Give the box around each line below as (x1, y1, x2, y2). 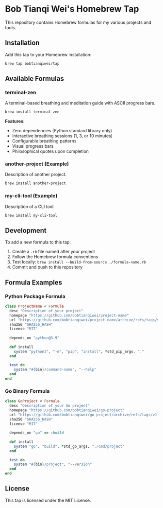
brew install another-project (5, 181, 66, 186)
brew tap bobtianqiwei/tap (5, 61, 60, 66)
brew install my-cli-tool (5, 213, 57, 218)
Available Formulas (5, 74, 65, 83)
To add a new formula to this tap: (5, 239, 71, 245)
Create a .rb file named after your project (12, 249, 96, 255)
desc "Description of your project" (9, 308, 83, 313)
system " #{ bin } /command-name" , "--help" (14, 367, 97, 372)
